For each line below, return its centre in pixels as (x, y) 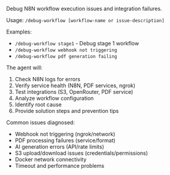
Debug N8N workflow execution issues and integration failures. (84, 9)
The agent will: (25, 67)
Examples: (19, 32)
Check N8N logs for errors (48, 79)
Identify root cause (38, 105)
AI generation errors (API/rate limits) (60, 147)
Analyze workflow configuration (54, 98)
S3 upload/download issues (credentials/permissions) (81, 153)
